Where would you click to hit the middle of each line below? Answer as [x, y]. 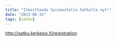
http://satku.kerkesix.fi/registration [41, 33]
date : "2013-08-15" [26, 14]
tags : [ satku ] [20, 19]
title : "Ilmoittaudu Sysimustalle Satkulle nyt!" [59, 10]
